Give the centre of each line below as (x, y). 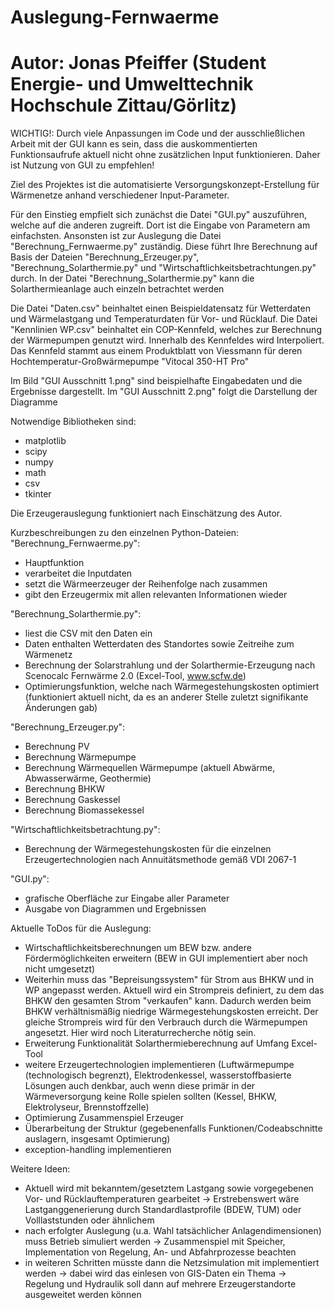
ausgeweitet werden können (83, 1295)
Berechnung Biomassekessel (84, 810)
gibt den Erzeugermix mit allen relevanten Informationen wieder (156, 595)
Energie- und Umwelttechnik (132, 84)
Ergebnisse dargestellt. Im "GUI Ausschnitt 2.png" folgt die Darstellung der (164, 392)
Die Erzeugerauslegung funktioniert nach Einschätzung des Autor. (146, 513)
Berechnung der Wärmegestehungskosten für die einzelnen (148, 849)
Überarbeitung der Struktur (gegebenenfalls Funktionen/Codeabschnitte (173, 1128)
